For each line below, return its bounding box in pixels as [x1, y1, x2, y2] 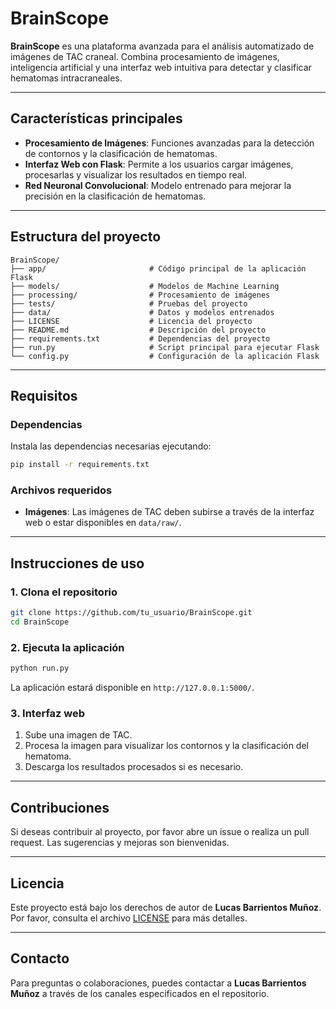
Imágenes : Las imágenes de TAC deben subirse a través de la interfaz [24, 506, 315, 518]
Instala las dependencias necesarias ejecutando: [10, 440, 212, 452]
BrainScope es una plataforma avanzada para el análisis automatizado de [10, 40, 315, 52]
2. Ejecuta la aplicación [10, 640, 125, 654]
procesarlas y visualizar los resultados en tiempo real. [24, 168, 248, 181]
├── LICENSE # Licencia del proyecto [10, 316, 253, 326]
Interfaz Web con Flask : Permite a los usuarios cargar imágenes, [24, 158, 294, 170]
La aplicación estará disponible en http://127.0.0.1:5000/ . [10, 682, 255, 694]
